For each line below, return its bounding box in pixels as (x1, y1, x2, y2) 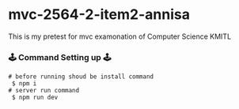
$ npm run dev (11, 93, 59, 102)
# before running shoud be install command (8, 73, 154, 81)
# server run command (8, 87, 80, 95)
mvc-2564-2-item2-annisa (8, 6, 190, 24)
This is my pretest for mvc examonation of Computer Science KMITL (8, 32, 232, 41)
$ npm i (11, 80, 37, 88)
